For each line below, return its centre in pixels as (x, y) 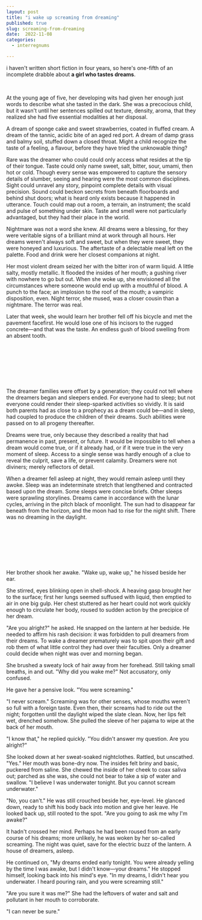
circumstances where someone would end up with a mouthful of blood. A (97, 285)
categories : (21, 40)
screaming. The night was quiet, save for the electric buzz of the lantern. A (99, 844)
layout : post (23, 12)
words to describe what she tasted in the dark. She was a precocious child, (99, 104)
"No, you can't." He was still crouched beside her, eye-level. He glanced (96, 801)
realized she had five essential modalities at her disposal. (77, 117)
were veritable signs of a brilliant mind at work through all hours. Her (91, 235)
